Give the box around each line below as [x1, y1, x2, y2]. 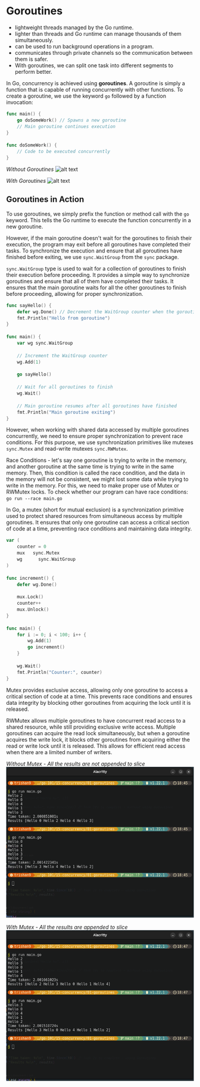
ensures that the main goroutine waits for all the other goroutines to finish [6, 284, 186, 291]
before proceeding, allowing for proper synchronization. [6, 290, 144, 297]
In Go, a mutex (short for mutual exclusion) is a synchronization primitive [6, 506, 184, 513]
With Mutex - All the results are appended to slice [6, 923, 128, 930]
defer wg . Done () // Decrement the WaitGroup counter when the [17, 308, 174, 315]
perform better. [14, 68, 52, 75]
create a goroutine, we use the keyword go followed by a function [6, 92, 167, 99]
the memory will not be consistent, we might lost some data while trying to [6, 476, 189, 483]
